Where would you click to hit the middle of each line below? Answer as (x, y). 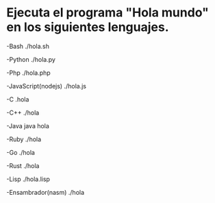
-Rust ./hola (23, 165)
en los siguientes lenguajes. (88, 27)
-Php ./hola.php (28, 73)
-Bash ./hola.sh (28, 46)
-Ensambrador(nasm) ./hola (46, 192)
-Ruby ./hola (24, 139)
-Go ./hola (21, 152)
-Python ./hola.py (31, 59)
